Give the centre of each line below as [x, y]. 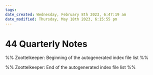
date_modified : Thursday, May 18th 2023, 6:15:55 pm [61, 19]
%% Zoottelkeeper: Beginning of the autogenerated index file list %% [77, 57]
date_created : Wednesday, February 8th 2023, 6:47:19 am [66, 14]
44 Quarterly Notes [46, 44]
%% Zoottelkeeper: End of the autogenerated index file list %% [70, 67]
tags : [11, 10]
